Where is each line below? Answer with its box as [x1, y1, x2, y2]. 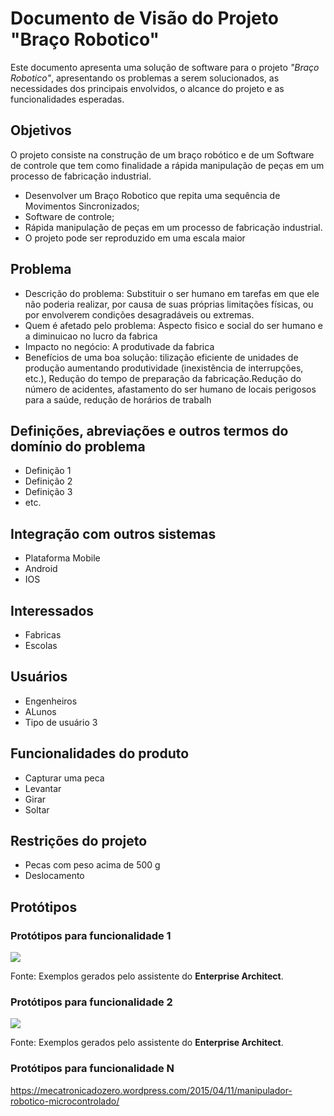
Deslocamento [24, 870, 85, 882]
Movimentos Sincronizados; [24, 200, 140, 212]
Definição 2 [24, 475, 73, 487]
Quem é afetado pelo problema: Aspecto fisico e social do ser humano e [24, 319, 323, 331]
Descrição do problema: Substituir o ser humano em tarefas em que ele [24, 287, 320, 299]
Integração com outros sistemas [10, 525, 217, 542]
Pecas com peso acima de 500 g [24, 859, 161, 871]
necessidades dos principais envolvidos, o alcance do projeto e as [10, 82, 285, 94]
